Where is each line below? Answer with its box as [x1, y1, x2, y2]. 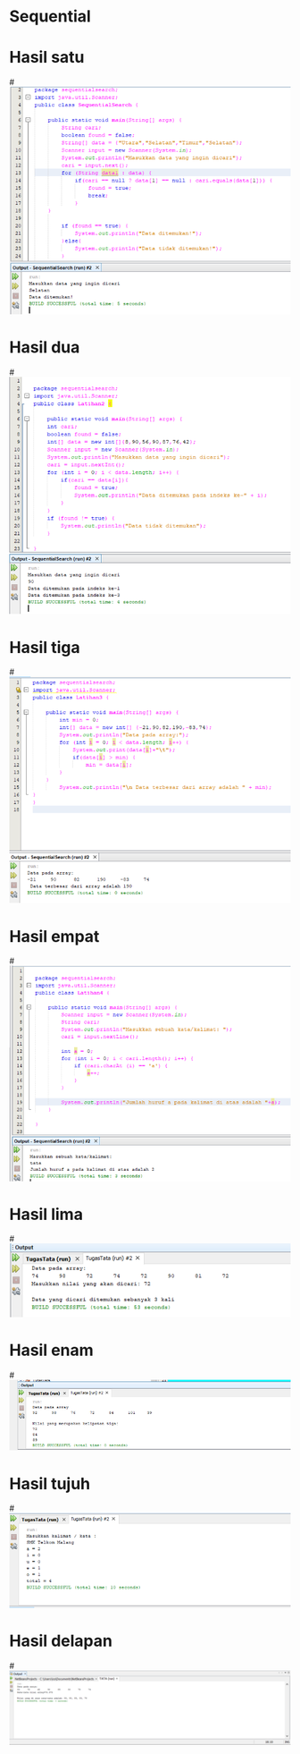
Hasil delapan [9, 1631, 113, 1651]
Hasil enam [9, 1340, 94, 1360]
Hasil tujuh [9, 1473, 91, 1494]
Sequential [9, 6, 91, 27]
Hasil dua [9, 337, 80, 358]
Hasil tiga [9, 637, 80, 657]
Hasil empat [9, 926, 100, 946]
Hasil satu [9, 47, 85, 68]
